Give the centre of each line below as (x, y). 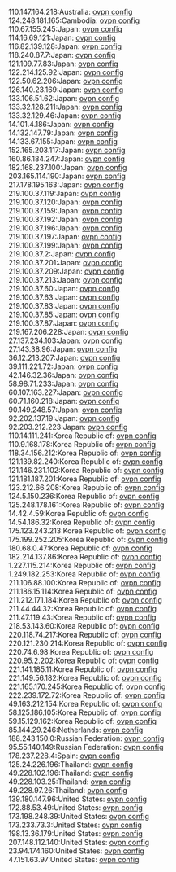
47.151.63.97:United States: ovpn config (74, 859)
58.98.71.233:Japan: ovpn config (64, 383)
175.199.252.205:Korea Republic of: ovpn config (88, 539)
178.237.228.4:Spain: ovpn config (64, 756)
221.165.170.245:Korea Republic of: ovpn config (87, 686)
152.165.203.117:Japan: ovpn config (67, 150)
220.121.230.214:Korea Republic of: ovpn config (88, 643)
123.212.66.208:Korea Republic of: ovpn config (86, 487)
